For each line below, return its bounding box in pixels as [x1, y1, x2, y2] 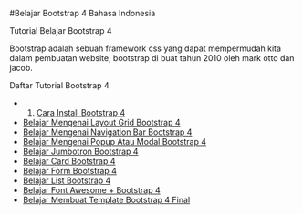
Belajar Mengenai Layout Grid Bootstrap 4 [22, 117, 181, 127]
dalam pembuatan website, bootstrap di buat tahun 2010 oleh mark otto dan [9, 53, 295, 63]
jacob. [9, 63, 34, 73]
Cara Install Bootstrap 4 [36, 107, 126, 117]
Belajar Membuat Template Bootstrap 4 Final [22, 195, 191, 205]
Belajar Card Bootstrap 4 [22, 156, 116, 167]
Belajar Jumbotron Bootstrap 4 [22, 146, 139, 157]
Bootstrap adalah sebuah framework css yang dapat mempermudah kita [9, 43, 281, 54]
